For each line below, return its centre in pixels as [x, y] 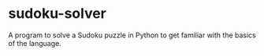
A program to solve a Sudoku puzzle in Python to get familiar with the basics [132, 35]
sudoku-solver [57, 14]
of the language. [35, 43]
